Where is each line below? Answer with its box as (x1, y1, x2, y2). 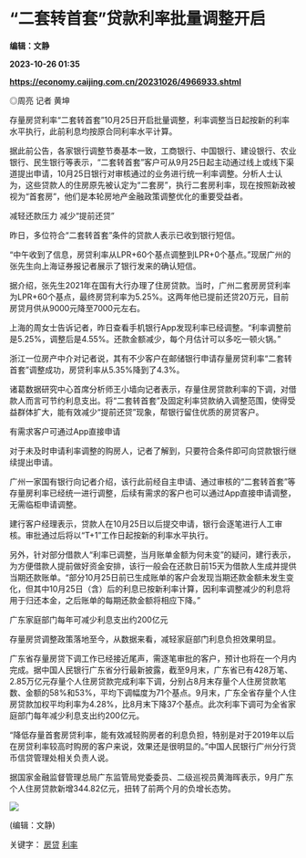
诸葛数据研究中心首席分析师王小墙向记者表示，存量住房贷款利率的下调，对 (9, 383, 289, 394)
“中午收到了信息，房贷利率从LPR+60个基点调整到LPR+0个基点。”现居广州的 (9, 248, 291, 260)
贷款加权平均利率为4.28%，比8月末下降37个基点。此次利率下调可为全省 (16, 698, 289, 709)
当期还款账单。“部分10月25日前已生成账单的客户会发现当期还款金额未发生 (9, 571, 287, 582)
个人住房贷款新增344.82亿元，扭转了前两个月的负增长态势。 (9, 782, 237, 794)
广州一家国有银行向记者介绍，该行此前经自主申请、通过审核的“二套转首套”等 (9, 476, 296, 487)
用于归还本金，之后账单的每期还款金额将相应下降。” (9, 594, 201, 605)
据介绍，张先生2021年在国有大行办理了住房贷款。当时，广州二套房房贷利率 (9, 279, 291, 290)
